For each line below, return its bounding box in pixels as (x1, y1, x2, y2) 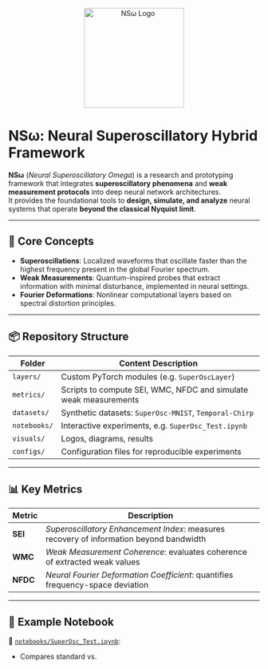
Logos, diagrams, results (61, 433, 154, 444)
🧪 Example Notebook (8, 615, 114, 628)
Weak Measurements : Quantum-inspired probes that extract (19, 272, 221, 283)
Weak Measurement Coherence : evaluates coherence (45, 547, 247, 558)
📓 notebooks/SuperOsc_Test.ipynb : (8, 636, 121, 646)
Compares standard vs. (19, 651, 97, 662)
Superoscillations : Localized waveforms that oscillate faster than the (19, 255, 247, 265)
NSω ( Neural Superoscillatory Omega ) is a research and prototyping (8, 170, 234, 180)
